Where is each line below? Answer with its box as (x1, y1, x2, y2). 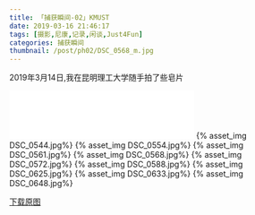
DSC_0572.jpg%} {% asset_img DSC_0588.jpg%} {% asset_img (9, 159, 243, 170)
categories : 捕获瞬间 (9, 38, 85, 47)
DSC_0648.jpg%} (9, 178, 73, 189)
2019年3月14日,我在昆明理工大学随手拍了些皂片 (9, 73, 184, 83)
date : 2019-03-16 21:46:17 (9, 21, 110, 30)
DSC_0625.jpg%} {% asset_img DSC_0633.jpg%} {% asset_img (9, 168, 244, 179)
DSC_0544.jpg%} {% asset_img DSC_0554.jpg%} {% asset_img (9, 140, 244, 150)
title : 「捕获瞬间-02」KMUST (9, 13, 110, 22)
